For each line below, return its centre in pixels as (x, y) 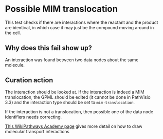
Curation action (29, 80)
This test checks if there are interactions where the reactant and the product (81, 22)
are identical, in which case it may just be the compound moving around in (80, 27)
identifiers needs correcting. (34, 117)
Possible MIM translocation (62, 9)
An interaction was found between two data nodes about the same (72, 60)
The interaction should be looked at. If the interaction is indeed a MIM (75, 92)
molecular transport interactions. (38, 131)
